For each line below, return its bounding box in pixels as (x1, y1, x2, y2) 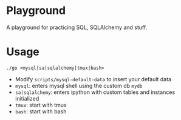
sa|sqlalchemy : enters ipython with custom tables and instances (15, 88, 176, 96)
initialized (15, 95, 39, 102)
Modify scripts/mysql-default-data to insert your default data (15, 75, 172, 82)
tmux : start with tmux (15, 101, 67, 108)
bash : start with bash (15, 107, 67, 115)
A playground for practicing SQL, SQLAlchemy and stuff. (6, 24, 148, 31)
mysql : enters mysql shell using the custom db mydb (15, 82, 143, 89)
